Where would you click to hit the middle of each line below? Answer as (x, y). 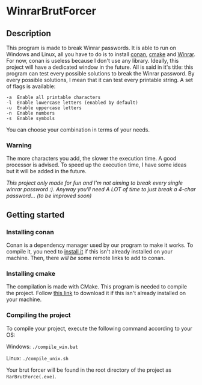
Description (29, 33)
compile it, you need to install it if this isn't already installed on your (90, 251)
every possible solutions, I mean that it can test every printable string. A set (100, 80)
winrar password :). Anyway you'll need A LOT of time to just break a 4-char (101, 189)
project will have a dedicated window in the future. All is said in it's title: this (100, 67)
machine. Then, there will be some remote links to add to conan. (86, 258)
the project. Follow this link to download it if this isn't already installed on (96, 293)
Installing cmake (31, 273)
